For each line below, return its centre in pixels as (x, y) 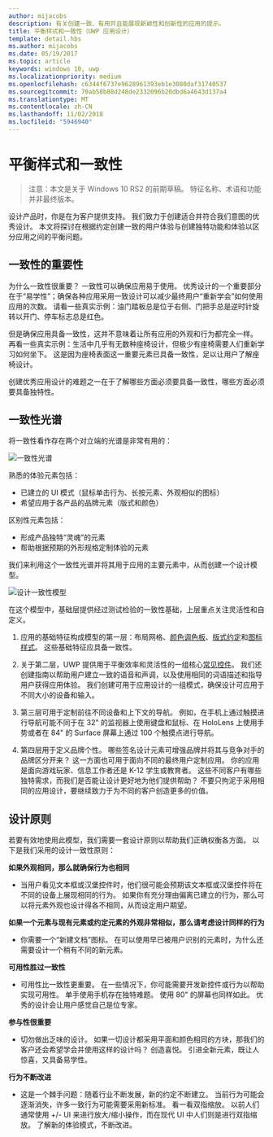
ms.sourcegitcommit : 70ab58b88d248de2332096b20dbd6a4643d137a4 (118, 92)
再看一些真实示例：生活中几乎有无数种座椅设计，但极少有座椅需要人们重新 (133, 343)
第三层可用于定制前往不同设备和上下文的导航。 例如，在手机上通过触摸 (139, 712)
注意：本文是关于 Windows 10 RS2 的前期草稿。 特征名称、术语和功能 (145, 189)
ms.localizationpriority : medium (65, 77)
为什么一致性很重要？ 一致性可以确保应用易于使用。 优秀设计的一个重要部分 (135, 286)
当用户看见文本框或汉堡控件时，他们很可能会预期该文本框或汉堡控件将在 (141, 885)
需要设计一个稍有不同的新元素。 (74, 950)
